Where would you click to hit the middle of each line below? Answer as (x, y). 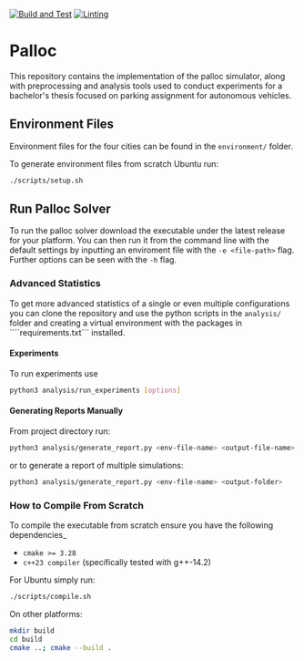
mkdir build (32, 630)
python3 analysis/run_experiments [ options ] (95, 390)
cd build (26, 639)
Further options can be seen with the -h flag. (93, 260)
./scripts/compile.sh (51, 597)
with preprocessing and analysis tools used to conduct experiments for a (146, 86)
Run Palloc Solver (60, 209)
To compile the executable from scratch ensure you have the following (142, 525)
